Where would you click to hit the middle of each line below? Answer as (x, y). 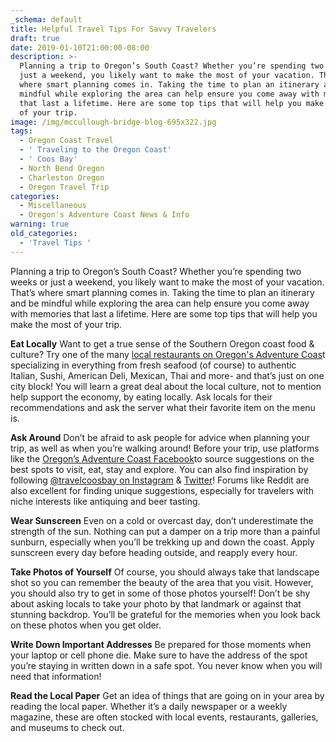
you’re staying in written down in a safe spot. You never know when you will (166, 665)
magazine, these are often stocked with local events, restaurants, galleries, (164, 717)
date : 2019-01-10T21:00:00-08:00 (80, 47)
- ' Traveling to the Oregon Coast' (95, 150)
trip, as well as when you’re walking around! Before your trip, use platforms (165, 448)
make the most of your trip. (66, 324)
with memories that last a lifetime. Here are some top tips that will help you (164, 313)
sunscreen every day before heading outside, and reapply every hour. (154, 552)
